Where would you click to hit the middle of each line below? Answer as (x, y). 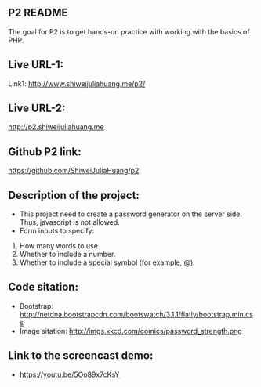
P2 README (38, 13)
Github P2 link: (45, 152)
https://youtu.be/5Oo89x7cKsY (69, 374)
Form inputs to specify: (57, 231)
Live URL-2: (37, 109)
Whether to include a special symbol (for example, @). (107, 262)
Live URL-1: (36, 65)
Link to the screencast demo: (81, 356)
